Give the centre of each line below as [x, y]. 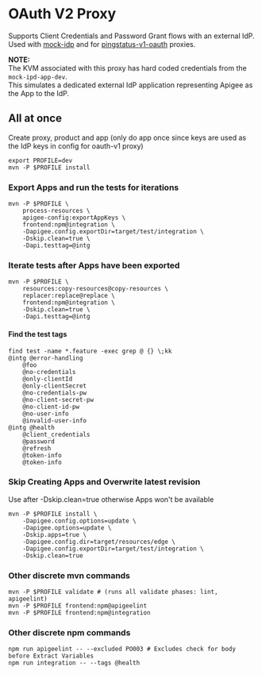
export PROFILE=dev [40, 160]
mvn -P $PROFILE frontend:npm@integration [79, 613]
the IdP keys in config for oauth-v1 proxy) [76, 146]
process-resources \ [56, 211]
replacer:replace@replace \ [69, 296]
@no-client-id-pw [51, 407]
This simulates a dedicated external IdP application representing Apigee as [131, 85]
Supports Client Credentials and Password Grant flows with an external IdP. [132, 36]
